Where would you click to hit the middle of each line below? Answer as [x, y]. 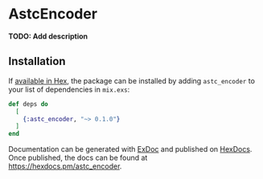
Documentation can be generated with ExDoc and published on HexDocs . [130, 149]
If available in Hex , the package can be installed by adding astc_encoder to [132, 80]
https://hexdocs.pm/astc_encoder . [65, 166]
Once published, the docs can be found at [78, 158]
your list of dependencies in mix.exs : [69, 89]
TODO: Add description [48, 36]
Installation [37, 61]
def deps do [28, 104]
